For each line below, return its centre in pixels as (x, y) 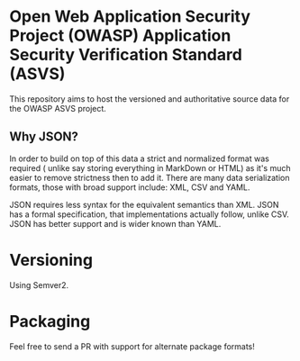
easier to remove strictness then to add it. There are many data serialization (150, 177)
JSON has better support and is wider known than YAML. (115, 223)
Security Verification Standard (126, 55)
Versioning (51, 260)
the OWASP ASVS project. (58, 108)
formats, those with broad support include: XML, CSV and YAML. (130, 187)
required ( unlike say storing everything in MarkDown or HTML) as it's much (150, 167)
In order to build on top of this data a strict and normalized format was (140, 158)
